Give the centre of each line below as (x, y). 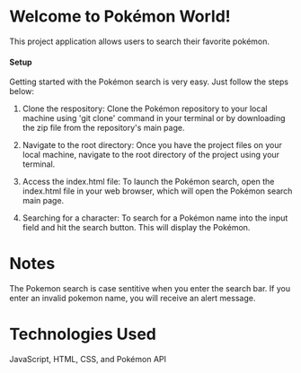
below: (22, 91)
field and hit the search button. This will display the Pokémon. (136, 228)
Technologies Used (83, 334)
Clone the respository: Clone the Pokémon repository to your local (145, 108)
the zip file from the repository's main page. (103, 128)
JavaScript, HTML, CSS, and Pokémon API (88, 360)
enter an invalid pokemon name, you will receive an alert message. (133, 299)
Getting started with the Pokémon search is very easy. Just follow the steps (149, 82)
